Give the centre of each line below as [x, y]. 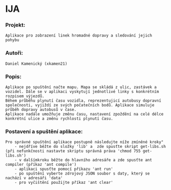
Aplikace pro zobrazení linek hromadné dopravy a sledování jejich [79, 36]
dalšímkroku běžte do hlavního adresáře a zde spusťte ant [88, 160]
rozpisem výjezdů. [25, 96]
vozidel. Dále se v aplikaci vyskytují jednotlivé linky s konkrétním [82, 92]
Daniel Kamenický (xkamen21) [36, 64]
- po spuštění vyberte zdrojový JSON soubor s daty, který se [82, 174]
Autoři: [14, 53]
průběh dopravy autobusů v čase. [41, 110]
